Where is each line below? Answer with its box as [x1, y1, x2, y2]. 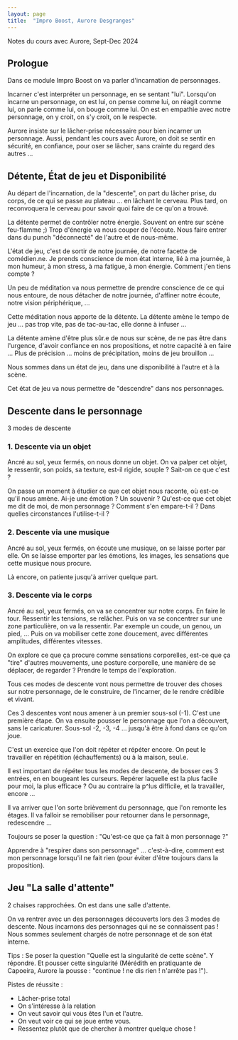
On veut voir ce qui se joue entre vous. [17, 1016, 131, 1025]
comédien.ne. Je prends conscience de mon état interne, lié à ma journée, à [7, 255, 231, 263]
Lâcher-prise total [17, 994, 70, 1002]
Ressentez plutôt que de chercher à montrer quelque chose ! [17, 1024, 196, 1033]
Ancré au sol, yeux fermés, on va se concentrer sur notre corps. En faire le [7, 606, 226, 615]
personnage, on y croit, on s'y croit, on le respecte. [7, 113, 158, 121]
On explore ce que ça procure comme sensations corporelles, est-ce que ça [7, 651, 231, 659]
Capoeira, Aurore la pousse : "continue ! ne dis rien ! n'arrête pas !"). [7, 966, 208, 974]
